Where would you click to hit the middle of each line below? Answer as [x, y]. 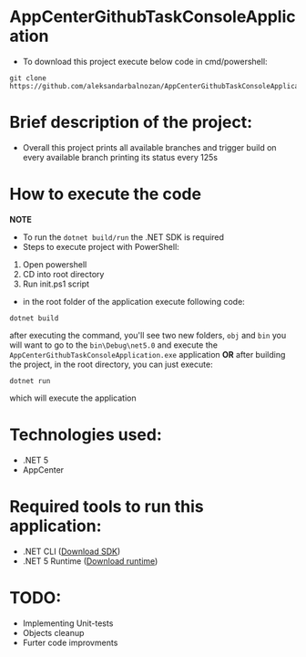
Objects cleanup [53, 632]
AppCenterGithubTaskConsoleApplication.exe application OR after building [148, 354]
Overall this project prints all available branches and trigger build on [149, 147]
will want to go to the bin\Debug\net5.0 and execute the [114, 345]
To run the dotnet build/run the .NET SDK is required [123, 237]
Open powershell [55, 264]
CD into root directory [63, 274]
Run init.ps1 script [56, 284]
